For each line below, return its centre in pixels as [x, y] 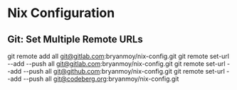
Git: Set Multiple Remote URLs [75, 39]
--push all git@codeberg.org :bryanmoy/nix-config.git [101, 79]
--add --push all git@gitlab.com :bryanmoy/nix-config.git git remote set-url [116, 64]
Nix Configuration [61, 13]
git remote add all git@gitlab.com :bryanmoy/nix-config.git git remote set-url [118, 56]
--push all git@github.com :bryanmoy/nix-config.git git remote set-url [124, 71]
